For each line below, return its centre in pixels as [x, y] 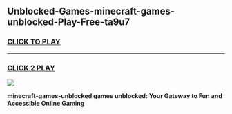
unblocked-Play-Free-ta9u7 [69, 22]
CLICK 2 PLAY [31, 68]
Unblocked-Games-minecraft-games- [91, 11]
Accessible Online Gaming [46, 103]
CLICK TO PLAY [34, 42]
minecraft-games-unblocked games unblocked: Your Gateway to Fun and [115, 95]
